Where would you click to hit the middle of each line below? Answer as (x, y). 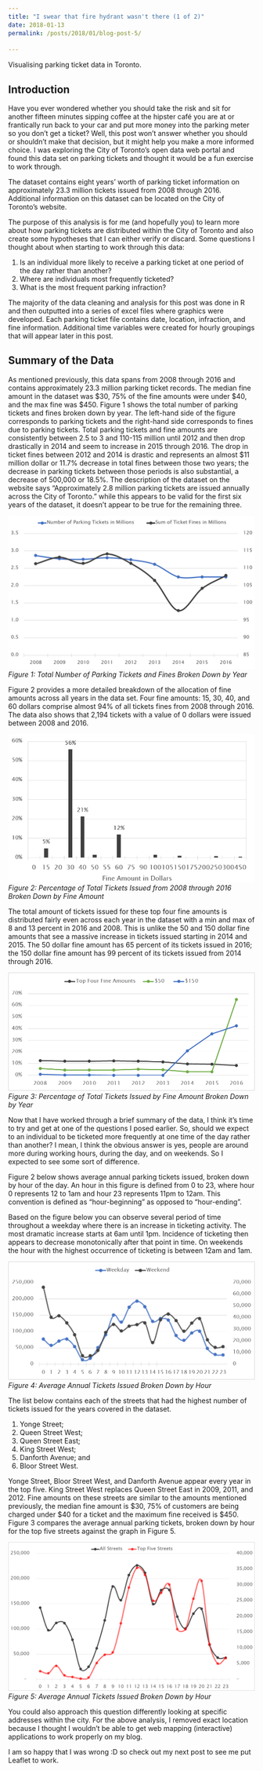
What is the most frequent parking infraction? (93, 287)
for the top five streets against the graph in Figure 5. (92, 1532)
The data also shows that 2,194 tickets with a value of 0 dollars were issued (130, 714)
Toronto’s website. (38, 207)
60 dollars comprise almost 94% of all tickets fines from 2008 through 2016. (131, 706)
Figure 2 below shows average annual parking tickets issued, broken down (129, 1177)
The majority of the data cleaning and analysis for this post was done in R (126, 303)
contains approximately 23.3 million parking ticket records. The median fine (130, 388)
